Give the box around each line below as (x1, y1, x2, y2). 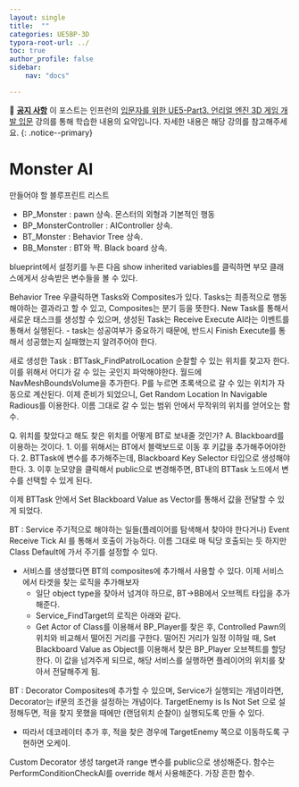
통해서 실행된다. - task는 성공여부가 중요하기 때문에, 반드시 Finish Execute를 (9, 325, 277, 335)
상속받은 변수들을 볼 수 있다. (39, 272, 138, 283)
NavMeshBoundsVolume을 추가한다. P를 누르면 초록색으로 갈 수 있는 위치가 (9, 377, 276, 388)
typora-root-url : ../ (9, 38, 90, 47)
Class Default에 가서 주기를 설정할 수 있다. (9, 546, 159, 557)
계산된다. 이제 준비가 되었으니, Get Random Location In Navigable (32, 388, 268, 399)
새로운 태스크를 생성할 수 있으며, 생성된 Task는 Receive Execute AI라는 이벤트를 (9, 314, 290, 325)
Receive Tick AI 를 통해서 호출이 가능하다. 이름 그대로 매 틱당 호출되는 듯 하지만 (9, 535, 287, 546)
